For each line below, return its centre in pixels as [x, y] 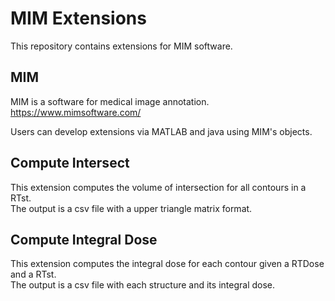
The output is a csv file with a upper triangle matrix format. [131, 208]
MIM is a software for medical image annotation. [110, 101]
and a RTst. [33, 274]
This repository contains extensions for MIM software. [121, 46]
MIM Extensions [78, 18]
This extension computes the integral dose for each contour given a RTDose [167, 264]
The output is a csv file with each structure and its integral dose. [143, 285]
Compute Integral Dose [84, 239]
